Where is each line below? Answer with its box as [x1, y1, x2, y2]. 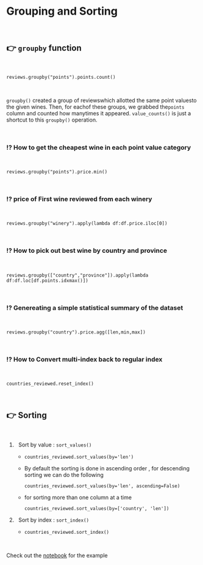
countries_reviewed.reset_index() [6, 381, 94, 387]
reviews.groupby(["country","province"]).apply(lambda [6, 272, 149, 279]
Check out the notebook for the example [6, 552, 108, 560]
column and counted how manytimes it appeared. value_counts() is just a [6, 109, 191, 117]
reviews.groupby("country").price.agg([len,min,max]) [6, 329, 146, 335]
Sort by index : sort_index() [18, 516, 90, 523]
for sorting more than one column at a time [24, 494, 132, 501]
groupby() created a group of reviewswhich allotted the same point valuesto [6, 97, 197, 104]
